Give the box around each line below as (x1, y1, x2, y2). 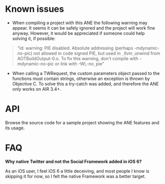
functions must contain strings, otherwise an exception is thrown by (12, 75, 150, 81)
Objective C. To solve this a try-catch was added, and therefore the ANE (12, 80, 159, 87)
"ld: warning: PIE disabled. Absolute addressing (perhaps (17, 45, 133, 51)
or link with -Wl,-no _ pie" (55, 61, 104, 67)
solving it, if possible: (12, 36, 56, 41)
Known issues (5, 3, 64, 15)
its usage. (5, 125, 25, 131)
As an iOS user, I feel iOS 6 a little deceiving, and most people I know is (5, 168, 149, 174)
